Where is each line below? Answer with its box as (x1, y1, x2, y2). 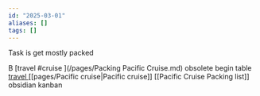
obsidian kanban (8, 80, 63, 90)
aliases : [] (8, 19, 48, 27)
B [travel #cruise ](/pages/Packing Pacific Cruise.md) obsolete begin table (8, 63, 252, 73)
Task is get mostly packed (8, 48, 94, 58)
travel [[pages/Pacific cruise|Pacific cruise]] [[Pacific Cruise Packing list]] (8, 72, 250, 82)
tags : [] (8, 26, 37, 34)
